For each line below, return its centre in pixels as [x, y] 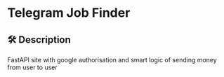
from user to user [32, 67]
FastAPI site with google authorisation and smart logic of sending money [112, 60]
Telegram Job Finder [69, 13]
